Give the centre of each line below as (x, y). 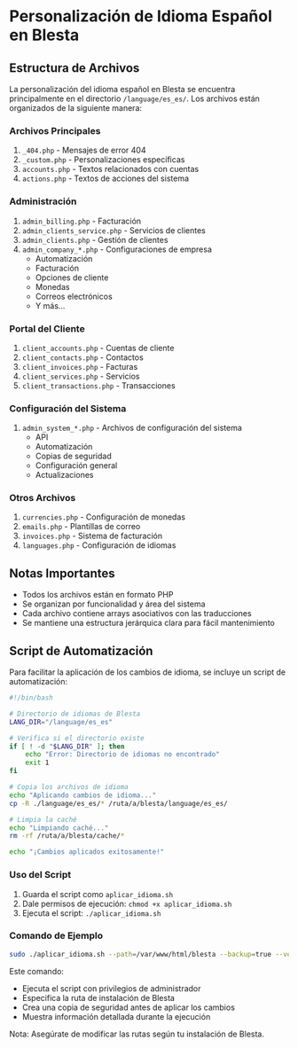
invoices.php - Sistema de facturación (92, 536)
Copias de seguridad (74, 456)
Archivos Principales (55, 130)
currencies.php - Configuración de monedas (104, 517)
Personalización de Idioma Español (141, 16)
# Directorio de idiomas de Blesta (75, 714)
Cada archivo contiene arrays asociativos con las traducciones (137, 614)
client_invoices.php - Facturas (80, 366)
